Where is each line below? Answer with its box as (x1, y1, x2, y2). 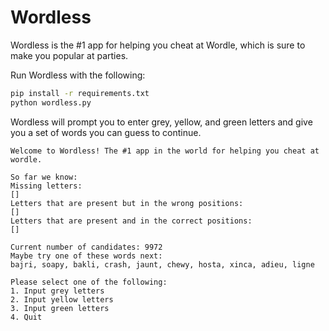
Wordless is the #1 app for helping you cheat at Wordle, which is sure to (10, 39, 306, 51)
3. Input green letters (10, 303, 110, 313)
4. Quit (10, 312, 43, 322)
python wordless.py (10, 97, 92, 108)
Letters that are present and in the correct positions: (10, 216, 253, 226)
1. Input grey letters (10, 286, 105, 296)
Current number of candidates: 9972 (10, 242, 163, 252)
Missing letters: (10, 181, 83, 191)
